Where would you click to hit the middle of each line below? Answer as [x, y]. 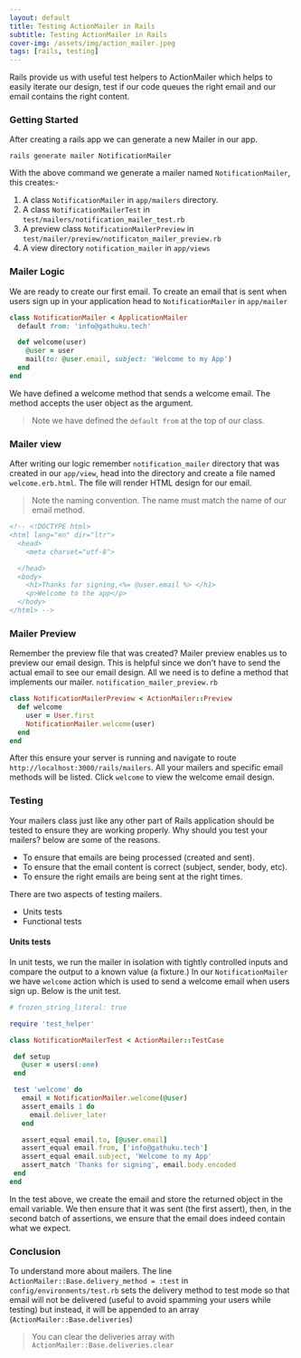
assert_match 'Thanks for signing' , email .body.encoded [129, 1165]
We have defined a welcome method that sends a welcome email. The [140, 393]
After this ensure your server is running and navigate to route [123, 758]
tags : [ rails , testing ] [54, 52]
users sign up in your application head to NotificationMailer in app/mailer [148, 301]
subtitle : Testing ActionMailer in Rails [89, 34]
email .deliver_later [68, 1114]
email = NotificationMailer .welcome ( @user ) [104, 1098]
